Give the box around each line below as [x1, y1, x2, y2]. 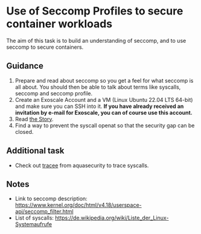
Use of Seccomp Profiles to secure [6, 4, 183, 18]
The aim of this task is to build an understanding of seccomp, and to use [6, 37, 187, 44]
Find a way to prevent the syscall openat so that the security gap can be [14, 122, 195, 129]
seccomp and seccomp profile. [14, 89, 93, 97]
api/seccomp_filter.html [14, 208, 74, 215]
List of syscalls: [14, 214, 54, 221]
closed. [14, 128, 34, 135]
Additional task [6, 146, 65, 156]
